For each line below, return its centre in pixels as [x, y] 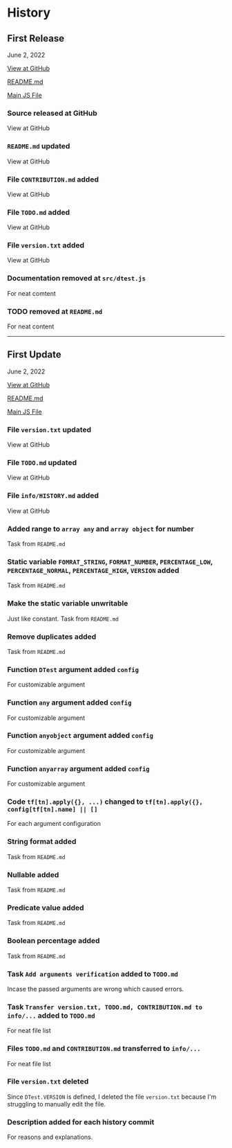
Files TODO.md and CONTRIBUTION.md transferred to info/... [104, 1049]
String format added [42, 842]
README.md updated [39, 146]
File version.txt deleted [48, 1081]
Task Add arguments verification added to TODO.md [93, 973]
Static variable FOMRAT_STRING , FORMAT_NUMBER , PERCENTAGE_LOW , [110, 562]
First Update [35, 355]
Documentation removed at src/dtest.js [77, 279]
